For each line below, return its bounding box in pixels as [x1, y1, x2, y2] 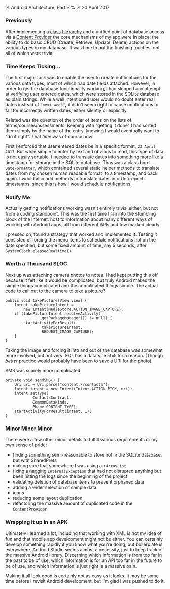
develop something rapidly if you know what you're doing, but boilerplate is [5, 541, 163, 547]
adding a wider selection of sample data [12, 484, 97, 491]
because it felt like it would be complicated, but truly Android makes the [5, 277, 155, 283]
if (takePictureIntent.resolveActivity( [14, 311, 101, 316]
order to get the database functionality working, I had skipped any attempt [5, 85, 161, 91]
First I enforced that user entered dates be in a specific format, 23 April [5, 143, 156, 149]
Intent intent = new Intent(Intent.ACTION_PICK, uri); [14, 387, 133, 392]
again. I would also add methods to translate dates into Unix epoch [5, 175, 145, 181]
